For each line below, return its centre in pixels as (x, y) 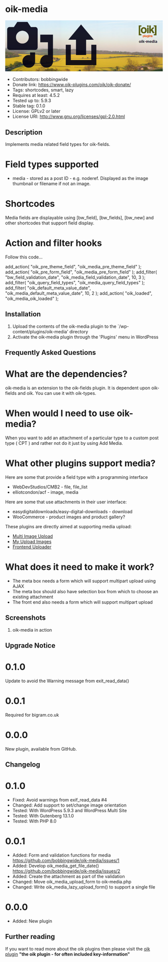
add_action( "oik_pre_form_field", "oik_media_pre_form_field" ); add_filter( (81, 272)
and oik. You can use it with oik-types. (57, 393)
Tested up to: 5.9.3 (32, 100)
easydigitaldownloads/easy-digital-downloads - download (72, 511)
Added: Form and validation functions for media (61, 855)
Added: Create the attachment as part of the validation (68, 876)
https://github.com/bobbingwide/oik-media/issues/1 (66, 860)
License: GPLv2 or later (36, 111)
